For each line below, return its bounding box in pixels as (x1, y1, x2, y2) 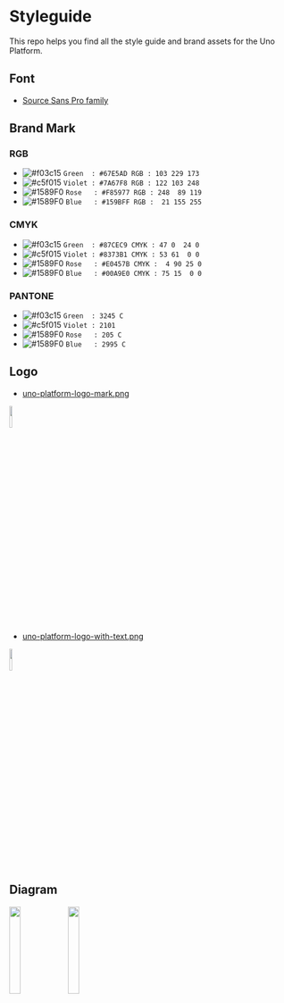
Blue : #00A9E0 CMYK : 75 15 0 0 (65, 269, 203, 278)
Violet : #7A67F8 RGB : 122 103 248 (63, 179, 200, 188)
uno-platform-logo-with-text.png (21, 631, 145, 641)
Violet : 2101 (63, 322, 116, 330)
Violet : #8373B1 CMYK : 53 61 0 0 (63, 250, 200, 259)
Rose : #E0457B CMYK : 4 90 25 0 (65, 259, 203, 269)
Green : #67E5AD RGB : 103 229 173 (63, 170, 200, 179)
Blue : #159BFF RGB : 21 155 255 (65, 198, 203, 207)
